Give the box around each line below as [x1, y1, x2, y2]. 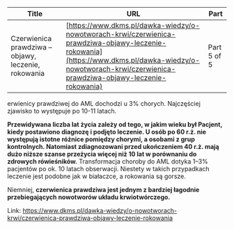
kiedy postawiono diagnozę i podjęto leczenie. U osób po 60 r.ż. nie [7, 128, 207, 136]
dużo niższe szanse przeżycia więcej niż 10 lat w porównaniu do [7, 150, 197, 158]
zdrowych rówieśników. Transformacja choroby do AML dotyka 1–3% [7, 157, 209, 166]
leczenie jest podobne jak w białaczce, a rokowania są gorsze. [7, 172, 186, 180]
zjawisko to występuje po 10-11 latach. [7, 107, 117, 115]
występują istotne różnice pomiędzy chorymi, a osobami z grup [7, 135, 195, 143]
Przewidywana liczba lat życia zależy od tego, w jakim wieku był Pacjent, [7, 120, 223, 128]
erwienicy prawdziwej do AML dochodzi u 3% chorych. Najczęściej [7, 100, 201, 107]
